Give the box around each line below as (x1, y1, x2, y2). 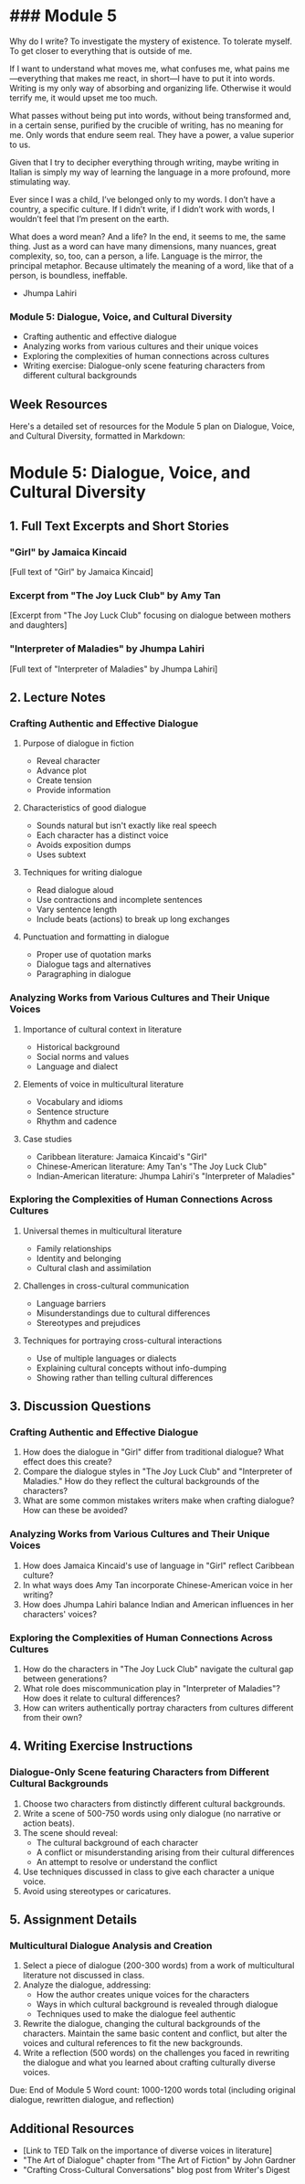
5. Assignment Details (9, 1912, 138, 1928)
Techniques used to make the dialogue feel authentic (36, 2009, 237, 2020)
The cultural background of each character (36, 1837, 199, 1848)
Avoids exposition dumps (36, 840, 131, 851)
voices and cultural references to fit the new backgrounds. (22, 2038, 244, 2049)
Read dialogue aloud (36, 885, 114, 896)
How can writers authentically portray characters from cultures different (22, 1702, 294, 1713)
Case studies (22, 1133, 73, 1144)
